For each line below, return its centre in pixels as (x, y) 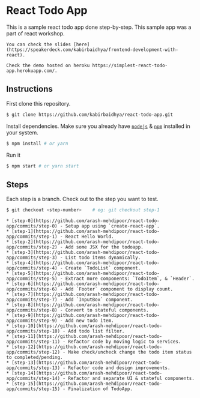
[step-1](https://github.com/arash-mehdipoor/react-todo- (86, 232)
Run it (14, 155)
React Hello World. (89, 237)
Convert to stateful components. (107, 310)
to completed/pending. (35, 358)
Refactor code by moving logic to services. (125, 342)
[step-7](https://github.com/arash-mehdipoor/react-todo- (86, 295)
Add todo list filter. (96, 331)
